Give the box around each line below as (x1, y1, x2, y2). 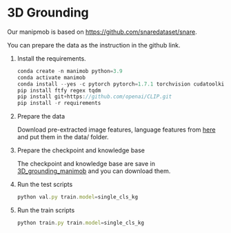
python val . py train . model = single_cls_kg (17, 194, 139, 201)
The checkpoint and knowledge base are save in (17, 160, 155, 168)
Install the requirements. (17, 54, 86, 63)
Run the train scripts (17, 206, 75, 214)
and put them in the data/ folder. (17, 133, 109, 141)
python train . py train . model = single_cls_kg (17, 219, 145, 227)
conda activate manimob (17, 74, 86, 81)
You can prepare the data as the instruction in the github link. (7, 41, 181, 49)
